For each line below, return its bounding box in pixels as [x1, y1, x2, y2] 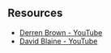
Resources [7, 6, 63, 20]
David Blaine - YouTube [19, 36, 98, 46]
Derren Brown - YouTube [19, 27, 103, 37]
